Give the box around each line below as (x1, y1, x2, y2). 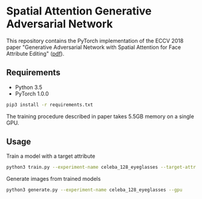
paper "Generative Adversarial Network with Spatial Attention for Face (6, 44, 181, 51)
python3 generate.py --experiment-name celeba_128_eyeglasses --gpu (6, 187, 183, 193)
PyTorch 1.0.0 (15, 90, 50, 97)
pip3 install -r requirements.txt (6, 102, 94, 108)
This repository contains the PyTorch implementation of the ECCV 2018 (6, 37, 184, 44)
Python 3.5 (15, 83, 42, 91)
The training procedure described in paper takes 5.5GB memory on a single (6, 113, 195, 120)
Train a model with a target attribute (6, 152, 96, 160)
